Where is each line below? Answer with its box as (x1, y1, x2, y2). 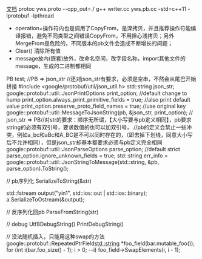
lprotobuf (6, 12, 30, 19)
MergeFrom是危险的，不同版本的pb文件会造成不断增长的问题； (15, 40, 173, 47)
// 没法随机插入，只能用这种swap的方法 (6, 233, 105, 240)
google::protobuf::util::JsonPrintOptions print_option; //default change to (6, 90, 187, 97)
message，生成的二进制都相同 (15, 62, 92, 70)
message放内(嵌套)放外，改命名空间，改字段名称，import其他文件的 (15, 55, 186, 62)
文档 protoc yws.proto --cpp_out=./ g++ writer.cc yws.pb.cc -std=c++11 (6, 5, 187, 12)
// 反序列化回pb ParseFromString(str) (6, 208, 99, 215)
